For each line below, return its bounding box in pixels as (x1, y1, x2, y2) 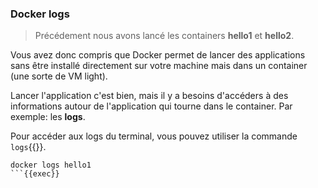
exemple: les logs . (10, 111, 86, 123)
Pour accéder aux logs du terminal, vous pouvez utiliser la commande (10, 130, 298, 142)
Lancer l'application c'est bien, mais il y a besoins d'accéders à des (10, 90, 289, 102)
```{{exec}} (10, 169, 60, 179)
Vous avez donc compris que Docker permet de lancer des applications (10, 49, 306, 61)
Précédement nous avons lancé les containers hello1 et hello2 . (34, 30, 295, 42)
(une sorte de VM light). (10, 70, 108, 82)
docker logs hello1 (10, 160, 92, 171)
